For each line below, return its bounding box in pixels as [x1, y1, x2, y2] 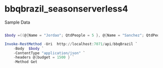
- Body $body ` [13, 46, 44, 51]
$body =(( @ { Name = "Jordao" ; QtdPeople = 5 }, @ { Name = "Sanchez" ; [4, 33, 145, 38]
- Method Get [13, 59, 37, 65]
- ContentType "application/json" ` [13, 51, 86, 55]
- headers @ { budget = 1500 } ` [13, 55, 75, 60]
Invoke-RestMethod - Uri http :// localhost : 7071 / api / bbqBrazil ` [4, 41, 138, 46]
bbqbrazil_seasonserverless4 [4, 3, 128, 14]
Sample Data [4, 19, 30, 25]
